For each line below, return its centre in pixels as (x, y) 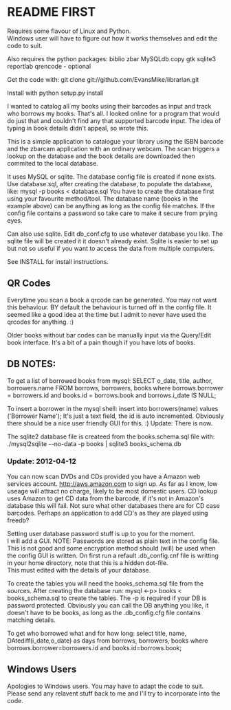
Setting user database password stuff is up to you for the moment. (101, 533)
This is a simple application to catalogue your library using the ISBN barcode (115, 141)
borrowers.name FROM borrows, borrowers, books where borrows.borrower (115, 388)
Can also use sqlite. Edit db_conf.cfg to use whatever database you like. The (115, 234)
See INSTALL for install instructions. (58, 261)
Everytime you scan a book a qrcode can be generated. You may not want (112, 300)
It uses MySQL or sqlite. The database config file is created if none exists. (112, 177)
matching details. (32, 620)
